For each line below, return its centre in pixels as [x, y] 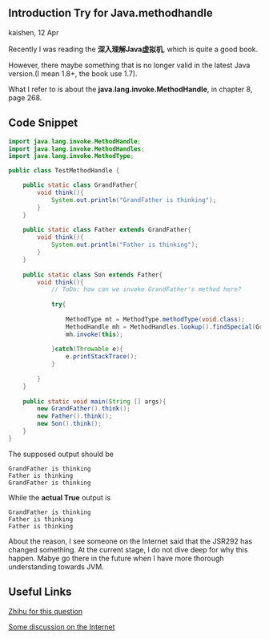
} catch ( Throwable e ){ [87, 349]
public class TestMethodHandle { [64, 171]
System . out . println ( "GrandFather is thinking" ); [134, 200]
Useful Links [40, 592]
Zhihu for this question [45, 611]
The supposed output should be [61, 454]
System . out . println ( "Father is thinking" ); [124, 245]
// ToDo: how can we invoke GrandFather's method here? [146, 289]
